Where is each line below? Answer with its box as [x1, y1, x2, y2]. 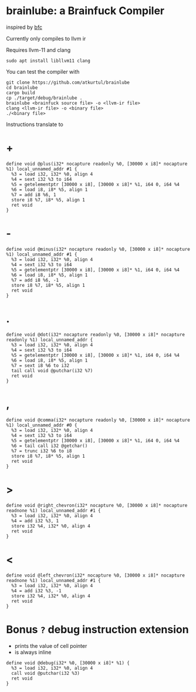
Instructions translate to [6, 121, 63, 128]
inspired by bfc [6, 24, 43, 31]
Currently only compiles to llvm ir [6, 35, 86, 42]
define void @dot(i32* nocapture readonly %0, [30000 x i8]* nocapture [6, 332, 185, 337]
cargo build [6, 90, 35, 95]
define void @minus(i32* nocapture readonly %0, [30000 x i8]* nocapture [6, 246, 191, 252]
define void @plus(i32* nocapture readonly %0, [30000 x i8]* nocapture [6, 161, 188, 167]
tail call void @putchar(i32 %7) [11, 367, 93, 373]
